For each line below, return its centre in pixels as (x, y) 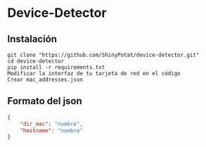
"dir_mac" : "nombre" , (51, 124)
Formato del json (45, 101)
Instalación (32, 39)
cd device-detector (36, 61)
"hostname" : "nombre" (51, 130)
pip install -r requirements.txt (56, 68)
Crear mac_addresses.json (45, 79)
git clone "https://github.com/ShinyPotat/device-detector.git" (103, 55)
